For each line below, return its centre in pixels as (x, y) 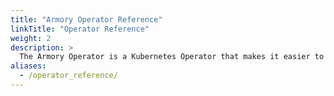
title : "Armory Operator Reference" (86, 19)
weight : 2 (31, 38)
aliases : (28, 66)
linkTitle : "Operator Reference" (80, 29)
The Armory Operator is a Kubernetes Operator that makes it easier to (172, 57)
